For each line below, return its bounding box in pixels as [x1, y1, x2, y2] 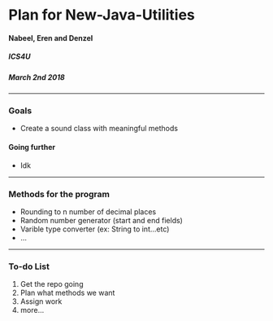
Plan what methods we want [19, 288, 115, 298]
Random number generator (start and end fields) [19, 215, 183, 225]
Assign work [19, 297, 63, 306]
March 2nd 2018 [8, 72, 65, 82]
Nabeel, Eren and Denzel [8, 33, 93, 42]
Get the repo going [19, 279, 84, 289]
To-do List [8, 261, 50, 272]
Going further [8, 143, 55, 152]
